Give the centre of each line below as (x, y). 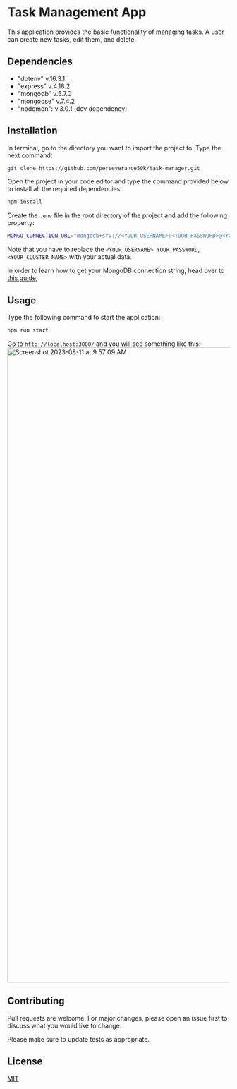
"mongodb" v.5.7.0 (44, 93)
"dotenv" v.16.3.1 (41, 78)
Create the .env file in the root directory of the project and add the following (117, 215)
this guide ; (23, 278)
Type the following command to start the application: (84, 317)
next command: (30, 155)
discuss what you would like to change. (65, 1025)
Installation (32, 131)
